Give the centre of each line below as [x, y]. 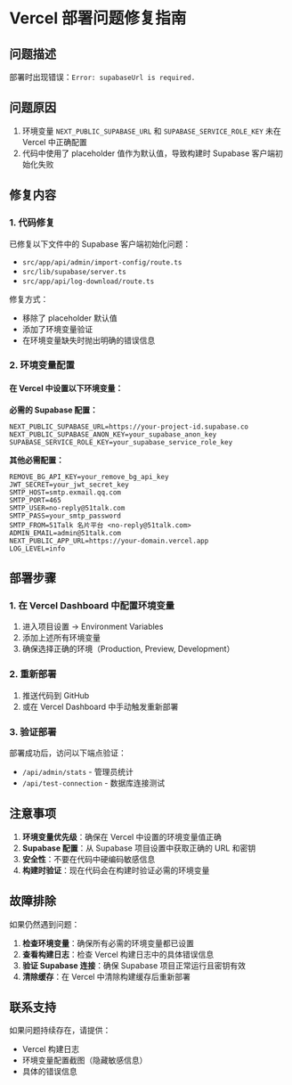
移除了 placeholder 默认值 [69, 318]
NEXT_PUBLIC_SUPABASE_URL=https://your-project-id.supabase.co [129, 427]
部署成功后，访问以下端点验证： [68, 753]
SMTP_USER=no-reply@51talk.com [67, 508]
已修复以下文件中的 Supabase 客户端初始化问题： [100, 244]
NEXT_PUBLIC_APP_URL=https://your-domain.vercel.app [109, 541]
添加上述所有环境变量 [61, 638]
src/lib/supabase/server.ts [74, 272]
